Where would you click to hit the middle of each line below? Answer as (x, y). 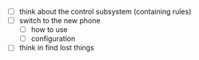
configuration (53, 38)
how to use (49, 30)
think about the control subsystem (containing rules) (105, 12)
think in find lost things (57, 48)
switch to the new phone (60, 21)
